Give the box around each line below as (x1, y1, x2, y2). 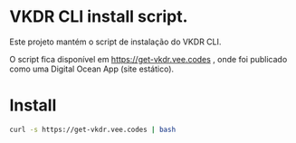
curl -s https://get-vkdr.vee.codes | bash (9, 125, 177, 134)
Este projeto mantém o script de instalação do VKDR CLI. (9, 36, 222, 47)
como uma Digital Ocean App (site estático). (9, 63, 175, 74)
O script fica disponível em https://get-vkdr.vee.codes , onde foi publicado (9, 53, 288, 64)
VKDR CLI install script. (9, 6, 188, 27)
